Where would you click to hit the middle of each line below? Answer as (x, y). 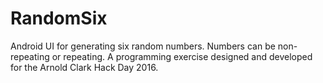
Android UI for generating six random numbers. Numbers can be (143, 46)
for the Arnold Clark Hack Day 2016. (84, 67)
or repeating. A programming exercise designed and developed (182, 56)
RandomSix (59, 18)
